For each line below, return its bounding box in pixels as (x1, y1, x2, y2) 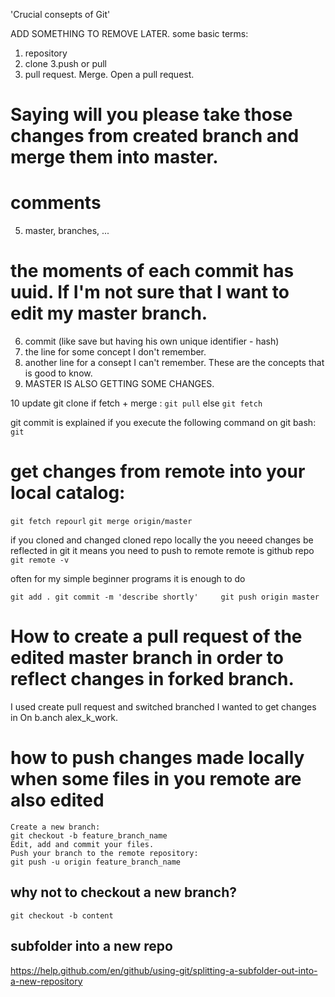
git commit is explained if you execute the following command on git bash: (10, 417, 317, 429)
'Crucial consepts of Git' (10, 9, 111, 20)
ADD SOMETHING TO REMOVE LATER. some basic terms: (10, 28, 249, 39)
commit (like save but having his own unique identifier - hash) (24, 335, 280, 348)
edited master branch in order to (10, 647, 284, 669)
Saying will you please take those (10, 104, 293, 126)
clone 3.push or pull (24, 58, 108, 69)
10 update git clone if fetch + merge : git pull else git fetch (10, 397, 263, 409)
